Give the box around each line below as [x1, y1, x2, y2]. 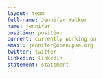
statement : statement [7, 61, 69, 68]
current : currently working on [7, 36, 97, 43]
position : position [7, 29, 63, 36]
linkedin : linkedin [7, 55, 63, 62]
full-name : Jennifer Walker [7, 16, 88, 23]
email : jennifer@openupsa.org [7, 42, 94, 49]
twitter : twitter [7, 49, 57, 56]
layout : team [7, 10, 45, 17]
